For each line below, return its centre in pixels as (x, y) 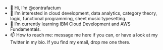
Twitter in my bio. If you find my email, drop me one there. (70, 42)
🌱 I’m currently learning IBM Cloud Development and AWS (70, 24)
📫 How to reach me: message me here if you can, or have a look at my (84, 35)
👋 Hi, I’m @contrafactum (35, 8)
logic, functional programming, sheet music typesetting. (68, 18)
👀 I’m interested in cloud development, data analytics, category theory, (84, 13)
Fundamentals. (25, 29)
